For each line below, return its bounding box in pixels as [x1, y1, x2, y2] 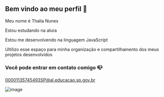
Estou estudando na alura [5, 27, 57, 33]
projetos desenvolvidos [5, 51, 53, 57]
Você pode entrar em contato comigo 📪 [5, 64, 102, 71]
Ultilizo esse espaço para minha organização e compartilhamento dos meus [5, 46, 159, 52]
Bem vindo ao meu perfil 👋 [5, 5, 88, 13]
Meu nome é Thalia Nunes [5, 18, 59, 24]
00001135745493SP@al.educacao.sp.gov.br [5, 77, 96, 83]
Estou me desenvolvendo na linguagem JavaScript [5, 37, 108, 43]
